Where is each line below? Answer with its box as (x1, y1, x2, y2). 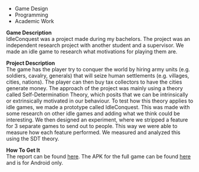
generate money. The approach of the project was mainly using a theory (6, 85, 183, 91)
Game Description (6, 29, 52, 36)
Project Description (6, 59, 55, 66)
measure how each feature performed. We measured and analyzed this (6, 129, 181, 136)
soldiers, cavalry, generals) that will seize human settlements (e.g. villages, (6, 72, 189, 79)
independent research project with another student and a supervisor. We (6, 42, 184, 49)
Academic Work (14, 18, 55, 24)
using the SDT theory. (6, 135, 59, 142)
